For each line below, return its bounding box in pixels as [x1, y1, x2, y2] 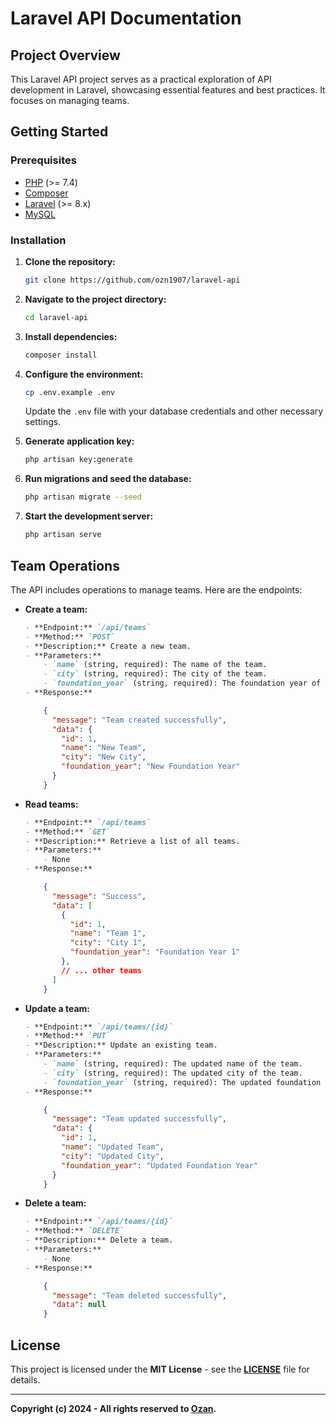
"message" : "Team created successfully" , [51, 715, 227, 725]
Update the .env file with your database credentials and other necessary [24, 405, 324, 417]
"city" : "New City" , [61, 752, 147, 762]
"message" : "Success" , [51, 891, 147, 901]
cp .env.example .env [24, 387, 115, 397]
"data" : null [51, 1300, 107, 1310]
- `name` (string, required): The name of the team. [43, 660, 268, 670]
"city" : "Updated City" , [61, 1151, 165, 1161]
